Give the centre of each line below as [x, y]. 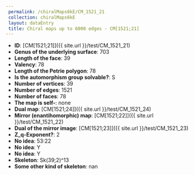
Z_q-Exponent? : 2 [37, 135]
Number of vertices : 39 [44, 84]
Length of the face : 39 [42, 58]
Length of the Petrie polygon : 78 [55, 71]
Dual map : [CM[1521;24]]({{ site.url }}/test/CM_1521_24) [83, 109]
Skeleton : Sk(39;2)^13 [41, 160]
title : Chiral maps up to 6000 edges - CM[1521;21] [74, 28]
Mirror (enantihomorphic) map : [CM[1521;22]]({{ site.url [84, 116]
